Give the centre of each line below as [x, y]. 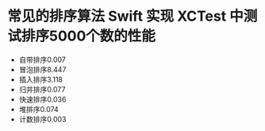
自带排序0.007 [42, 60]
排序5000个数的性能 [89, 36]
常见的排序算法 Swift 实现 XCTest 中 [125, 16]
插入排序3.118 [41, 79]
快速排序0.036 [42, 99]
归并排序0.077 [42, 89]
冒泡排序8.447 [42, 69]
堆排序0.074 [38, 109]
